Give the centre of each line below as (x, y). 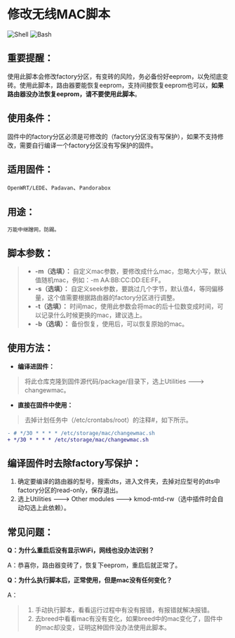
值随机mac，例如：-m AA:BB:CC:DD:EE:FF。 (100, 280)
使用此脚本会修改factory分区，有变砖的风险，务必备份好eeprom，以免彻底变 (118, 76)
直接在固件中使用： (45, 405)
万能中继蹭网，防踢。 (33, 230)
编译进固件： (36, 366)
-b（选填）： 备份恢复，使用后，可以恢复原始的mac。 (112, 324)
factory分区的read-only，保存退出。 (70, 490)
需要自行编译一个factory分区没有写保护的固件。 (88, 145)
